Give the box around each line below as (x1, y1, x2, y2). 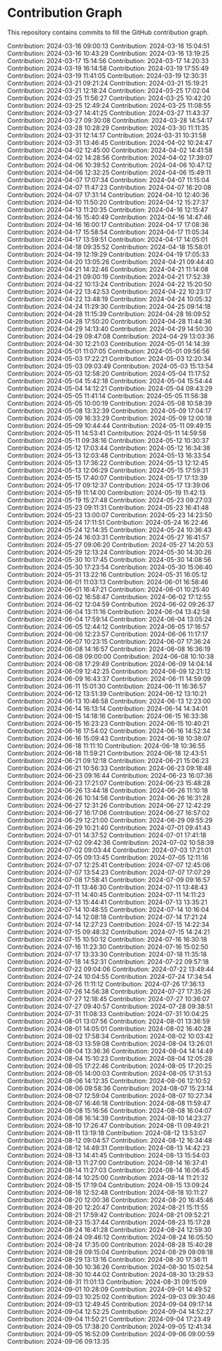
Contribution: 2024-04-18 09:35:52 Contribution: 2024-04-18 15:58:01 (7, 242, 211, 251)
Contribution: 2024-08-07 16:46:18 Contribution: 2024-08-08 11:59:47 (7, 1099, 211, 1107)
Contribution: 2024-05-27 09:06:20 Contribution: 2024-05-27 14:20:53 (7, 540, 214, 549)
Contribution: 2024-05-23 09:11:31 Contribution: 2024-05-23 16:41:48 (7, 503, 209, 512)
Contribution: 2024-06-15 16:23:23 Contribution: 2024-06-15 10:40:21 (7, 719, 210, 727)
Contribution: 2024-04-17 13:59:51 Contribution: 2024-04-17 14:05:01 (7, 235, 208, 243)
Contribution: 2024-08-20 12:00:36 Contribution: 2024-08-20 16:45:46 (7, 1195, 214, 1204)
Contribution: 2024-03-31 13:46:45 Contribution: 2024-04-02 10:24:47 (7, 138, 212, 146)
